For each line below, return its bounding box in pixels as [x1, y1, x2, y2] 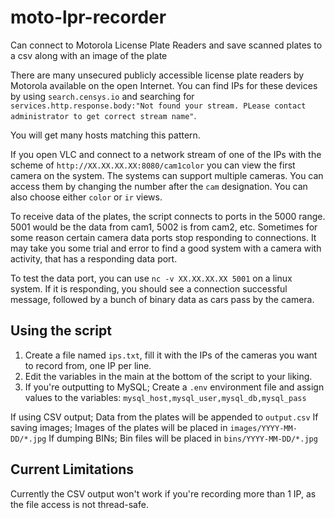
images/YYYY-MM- [229, 423, 298, 433]
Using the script [10, 322, 112, 340]
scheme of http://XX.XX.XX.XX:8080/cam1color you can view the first [10, 159, 296, 171]
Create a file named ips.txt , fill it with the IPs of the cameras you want [24, 349, 318, 361]
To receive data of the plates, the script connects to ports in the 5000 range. [10, 210, 326, 222]
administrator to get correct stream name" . [10, 109, 197, 121]
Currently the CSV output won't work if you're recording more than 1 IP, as [10, 487, 317, 500]
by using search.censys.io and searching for [10, 90, 195, 102]
